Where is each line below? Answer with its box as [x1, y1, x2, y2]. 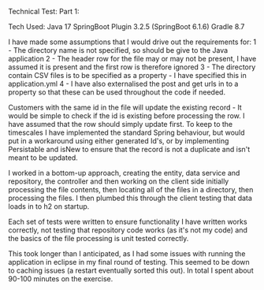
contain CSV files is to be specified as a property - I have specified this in [8, 71, 247, 80]
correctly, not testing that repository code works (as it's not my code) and [8, 225, 248, 235]
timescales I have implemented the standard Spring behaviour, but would [8, 128, 246, 137]
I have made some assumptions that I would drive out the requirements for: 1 [8, 37, 257, 46]
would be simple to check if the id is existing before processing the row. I [8, 111, 245, 121]
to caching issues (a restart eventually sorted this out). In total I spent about [8, 266, 254, 275]
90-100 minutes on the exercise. [8, 274, 113, 283]
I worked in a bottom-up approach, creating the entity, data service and [8, 169, 240, 177]
